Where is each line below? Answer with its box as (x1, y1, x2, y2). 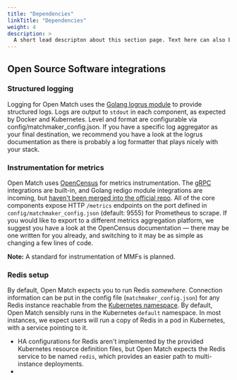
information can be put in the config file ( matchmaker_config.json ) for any (7, 294, 220, 302)
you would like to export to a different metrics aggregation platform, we (7, 216, 214, 225)
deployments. (44, 360, 84, 368)
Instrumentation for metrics (7, 162, 104, 172)
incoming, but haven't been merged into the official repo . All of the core (7, 194, 215, 202)
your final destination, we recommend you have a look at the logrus (7, 130, 203, 138)
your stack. (7, 145, 40, 153)
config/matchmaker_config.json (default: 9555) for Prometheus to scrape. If (7, 209, 227, 218)
